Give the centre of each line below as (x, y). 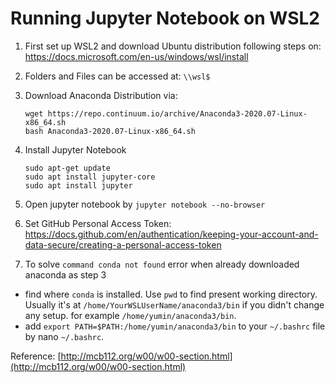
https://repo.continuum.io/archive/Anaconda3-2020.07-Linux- (177, 113)
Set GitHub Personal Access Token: (98, 223)
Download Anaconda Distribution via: (101, 95)
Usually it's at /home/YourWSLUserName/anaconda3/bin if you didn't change (174, 304)
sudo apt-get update (67, 168)
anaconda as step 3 (65, 274)
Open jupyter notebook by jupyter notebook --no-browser (145, 204)
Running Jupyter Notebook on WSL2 (165, 18)
